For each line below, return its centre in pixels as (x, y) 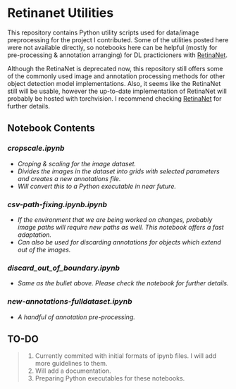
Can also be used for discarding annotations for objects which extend (119, 242)
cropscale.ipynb (36, 148)
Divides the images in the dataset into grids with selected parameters (118, 171)
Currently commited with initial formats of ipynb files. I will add (126, 356)
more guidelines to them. (71, 364)
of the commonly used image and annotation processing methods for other (116, 76)
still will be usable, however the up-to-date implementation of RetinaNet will (117, 91)
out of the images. (44, 249)
